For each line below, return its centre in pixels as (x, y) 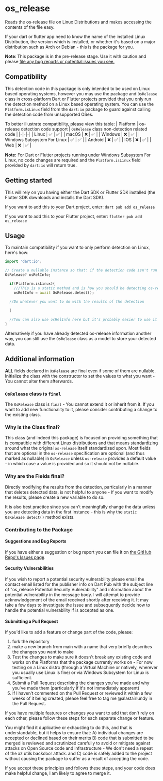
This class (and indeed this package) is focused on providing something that (81, 438)
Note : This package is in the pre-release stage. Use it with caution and (76, 56)
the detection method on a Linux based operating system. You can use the (80, 104)
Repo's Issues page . (25, 557)
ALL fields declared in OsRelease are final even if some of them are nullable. (81, 371)
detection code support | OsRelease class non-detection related (84, 129)
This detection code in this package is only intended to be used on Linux (78, 89)
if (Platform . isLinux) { (32, 284)
